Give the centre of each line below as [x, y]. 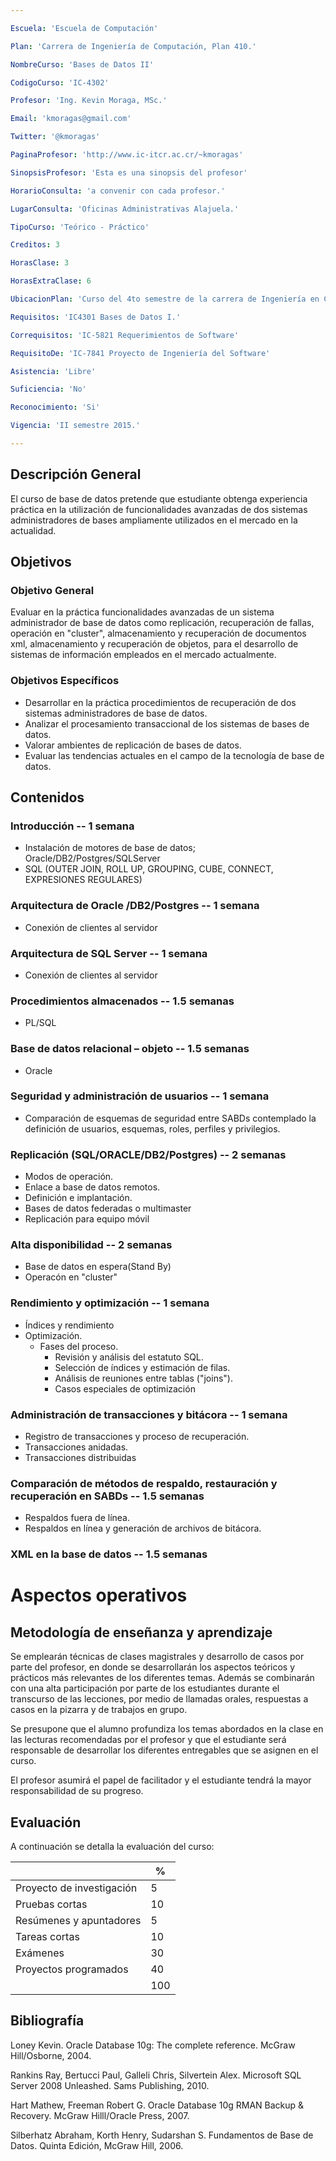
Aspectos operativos [99, 1595]
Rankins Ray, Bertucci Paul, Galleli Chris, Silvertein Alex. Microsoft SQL [156, 2075]
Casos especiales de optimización [125, 1388]
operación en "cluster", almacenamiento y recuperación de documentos [158, 633]
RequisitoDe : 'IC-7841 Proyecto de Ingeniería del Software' [140, 353]
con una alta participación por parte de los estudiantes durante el [145, 1688]
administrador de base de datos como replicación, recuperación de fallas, [162, 623]
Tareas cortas [47, 1937]
